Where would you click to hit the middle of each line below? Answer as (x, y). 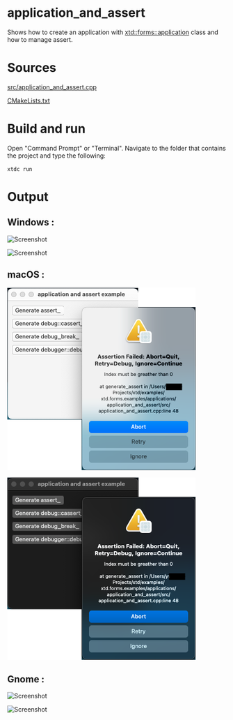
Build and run (46, 129)
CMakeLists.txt (29, 100)
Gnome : (26, 679)
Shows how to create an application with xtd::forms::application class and (113, 32)
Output (28, 197)
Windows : (31, 222)
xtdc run (20, 169)
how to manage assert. (40, 39)
